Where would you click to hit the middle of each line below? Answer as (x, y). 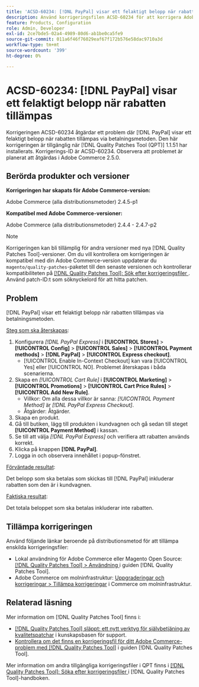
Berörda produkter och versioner (68, 176)
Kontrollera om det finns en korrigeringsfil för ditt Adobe (83, 641)
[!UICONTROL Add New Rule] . (52, 392)
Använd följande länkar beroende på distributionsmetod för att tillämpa (92, 541)
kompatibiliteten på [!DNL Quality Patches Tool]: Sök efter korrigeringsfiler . (98, 273)
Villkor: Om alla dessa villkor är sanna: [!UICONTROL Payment (99, 399)
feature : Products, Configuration (49, 23)
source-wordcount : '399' (37, 51)
